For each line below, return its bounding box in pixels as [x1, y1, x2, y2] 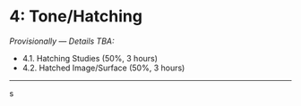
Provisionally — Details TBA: [9, 36, 115, 46]
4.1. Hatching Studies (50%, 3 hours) [21, 53, 159, 63]
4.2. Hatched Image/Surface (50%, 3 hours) [21, 62, 185, 73]
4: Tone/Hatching [9, 6, 143, 27]
